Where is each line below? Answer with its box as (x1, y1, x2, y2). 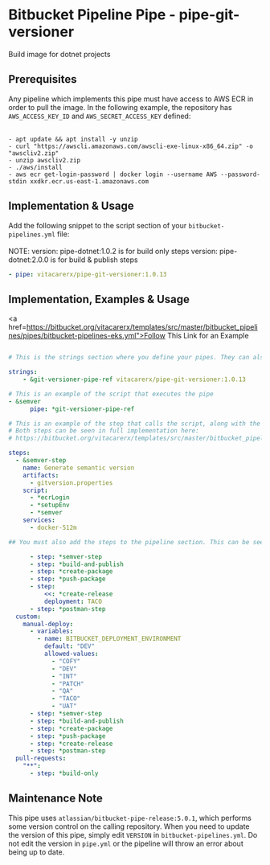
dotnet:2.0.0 (8, 255, 49, 264)
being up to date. (8, 847, 65, 857)
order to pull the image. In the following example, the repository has (8, 102, 232, 112)
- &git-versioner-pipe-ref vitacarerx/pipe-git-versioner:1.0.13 (22, 375, 247, 383)
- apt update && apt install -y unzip (8, 135, 138, 143)
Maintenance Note (8, 792, 103, 806)
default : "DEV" (43, 642, 95, 650)
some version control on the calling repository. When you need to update (8, 822, 251, 831)
